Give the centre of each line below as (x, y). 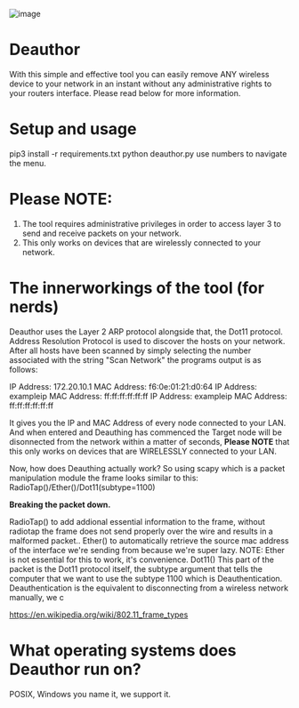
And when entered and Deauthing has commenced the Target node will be (145, 432)
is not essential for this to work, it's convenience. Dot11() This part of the (141, 559)
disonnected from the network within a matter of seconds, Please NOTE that (149, 441)
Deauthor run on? (75, 669)
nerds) (34, 307)
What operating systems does (123, 650)
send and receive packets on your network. (102, 233)
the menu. (28, 163)
